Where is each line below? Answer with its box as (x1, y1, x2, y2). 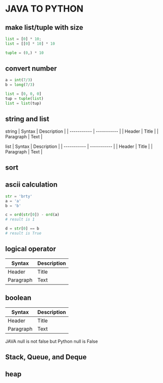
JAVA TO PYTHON (5, 3, 84, 15)
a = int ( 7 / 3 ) (5, 78, 33, 83)
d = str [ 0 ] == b (5, 226, 39, 231)
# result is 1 (5, 217, 35, 222)
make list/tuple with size (5, 23, 84, 32)
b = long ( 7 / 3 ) (5, 82, 35, 87)
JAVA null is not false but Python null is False (5, 338, 98, 344)
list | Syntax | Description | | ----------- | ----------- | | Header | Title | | (5, 143, 153, 149)
